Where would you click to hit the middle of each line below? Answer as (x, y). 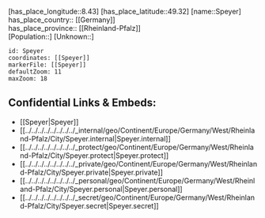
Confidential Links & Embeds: (82, 103)
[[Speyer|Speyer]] (49, 122)
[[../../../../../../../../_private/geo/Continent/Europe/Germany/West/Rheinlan (138, 163)
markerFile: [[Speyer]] (47, 65)
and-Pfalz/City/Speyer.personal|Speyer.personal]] (101, 189)
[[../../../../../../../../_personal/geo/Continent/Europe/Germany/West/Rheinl (137, 180)
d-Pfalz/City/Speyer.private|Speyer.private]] (91, 172)
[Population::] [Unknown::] (51, 36)
